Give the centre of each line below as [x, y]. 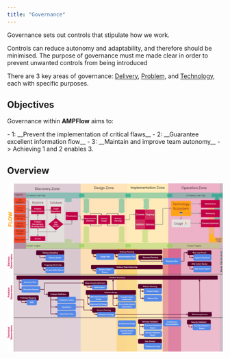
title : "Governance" [37, 14]
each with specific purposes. [48, 83]
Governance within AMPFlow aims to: [61, 121]
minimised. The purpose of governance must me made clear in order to [108, 55]
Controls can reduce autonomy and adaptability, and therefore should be [110, 48]
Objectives [31, 105]
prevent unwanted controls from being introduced [77, 62]
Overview [28, 170]
